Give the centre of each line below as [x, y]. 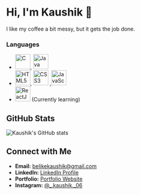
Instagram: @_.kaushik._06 [49, 185]
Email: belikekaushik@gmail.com [56, 166]
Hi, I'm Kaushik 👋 [49, 12]
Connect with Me [39, 151]
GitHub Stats [31, 118]
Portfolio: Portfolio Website [49, 179]
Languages [23, 44]
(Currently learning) [56, 100]
